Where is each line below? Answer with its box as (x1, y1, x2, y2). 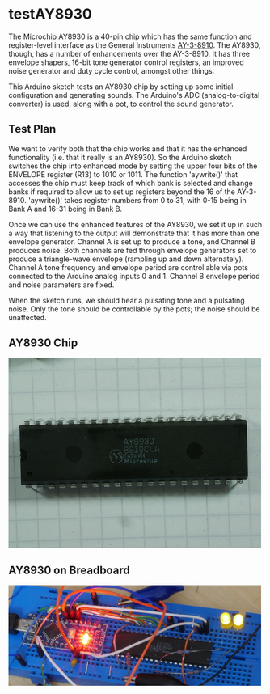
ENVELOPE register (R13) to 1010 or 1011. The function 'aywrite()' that (8, 169, 238, 179)
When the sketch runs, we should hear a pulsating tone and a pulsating (8, 295, 245, 305)
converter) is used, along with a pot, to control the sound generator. (8, 99, 234, 108)
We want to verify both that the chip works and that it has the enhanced (8, 143, 247, 154)
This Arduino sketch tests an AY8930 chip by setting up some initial (8, 82, 234, 91)
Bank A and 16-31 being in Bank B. (8, 204, 123, 214)
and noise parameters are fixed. (8, 280, 115, 290)
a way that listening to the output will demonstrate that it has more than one (8, 228, 260, 238)
